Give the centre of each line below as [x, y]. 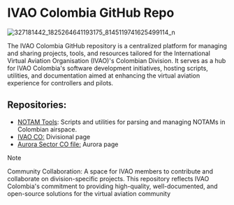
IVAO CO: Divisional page [54, 136]
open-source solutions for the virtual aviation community [89, 193]
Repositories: [37, 105]
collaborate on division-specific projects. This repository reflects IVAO [108, 178]
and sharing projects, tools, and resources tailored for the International [109, 53]
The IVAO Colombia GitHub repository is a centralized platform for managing [117, 45]
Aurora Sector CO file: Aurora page [68, 144]
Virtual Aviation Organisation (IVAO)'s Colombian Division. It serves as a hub [117, 60]
